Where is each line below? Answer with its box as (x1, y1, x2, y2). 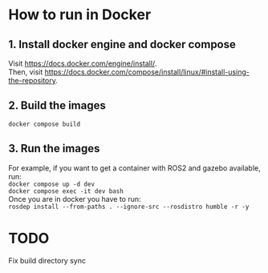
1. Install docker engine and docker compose (8, 38, 237, 51)
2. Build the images (8, 98, 107, 113)
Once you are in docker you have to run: (8, 194, 142, 203)
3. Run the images (8, 142, 100, 155)
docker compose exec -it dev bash (8, 187, 124, 195)
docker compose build (8, 120, 81, 128)
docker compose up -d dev (8, 180, 95, 188)
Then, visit (8, 67, 43, 77)
